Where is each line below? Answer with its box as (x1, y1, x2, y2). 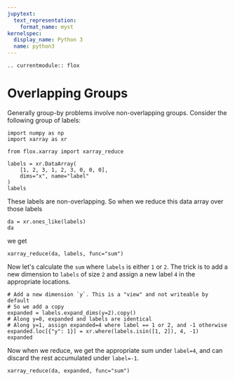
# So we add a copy (7, 303, 65, 310)
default (7, 297, 30, 304)
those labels (7, 204, 43, 213)
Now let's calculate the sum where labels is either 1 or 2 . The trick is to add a (7, 262, 228, 271)
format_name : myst (20, 23, 74, 30)
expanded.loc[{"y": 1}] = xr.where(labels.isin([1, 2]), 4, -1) (7, 328, 199, 335)
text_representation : (13, 17, 77, 24)
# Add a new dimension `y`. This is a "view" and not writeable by (7, 290, 209, 298)
